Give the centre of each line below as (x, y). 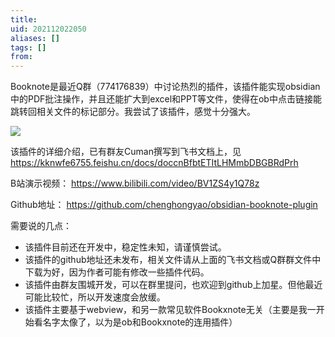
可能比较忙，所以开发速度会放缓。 (95, 297)
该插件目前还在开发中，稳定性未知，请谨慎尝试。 (125, 247)
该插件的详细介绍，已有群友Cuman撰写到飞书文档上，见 (126, 152)
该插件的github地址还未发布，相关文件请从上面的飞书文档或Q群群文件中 (173, 260)
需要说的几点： (41, 226)
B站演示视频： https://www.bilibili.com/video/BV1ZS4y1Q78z (135, 183)
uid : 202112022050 (48, 29)
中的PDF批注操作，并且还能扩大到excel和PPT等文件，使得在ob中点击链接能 (166, 99)
